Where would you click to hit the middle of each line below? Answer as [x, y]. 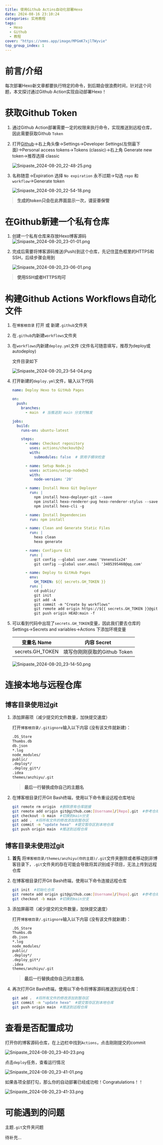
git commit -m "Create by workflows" [72, 605]
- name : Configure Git [48, 550]
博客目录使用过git [32, 705]
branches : [31, 408]
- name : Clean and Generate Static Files [67, 528]
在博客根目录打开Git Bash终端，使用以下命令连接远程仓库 [69, 881]
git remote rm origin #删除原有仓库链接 [51, 807]
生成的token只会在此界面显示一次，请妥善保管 [63, 200]
